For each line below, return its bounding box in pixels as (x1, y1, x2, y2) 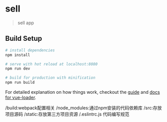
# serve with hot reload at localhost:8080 (5, 62, 98, 67)
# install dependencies (5, 47, 55, 53)
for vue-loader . (5, 94, 37, 100)
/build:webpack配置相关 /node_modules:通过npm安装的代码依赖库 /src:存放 (5, 105, 162, 111)
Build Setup (5, 34, 42, 43)
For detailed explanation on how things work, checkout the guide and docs (5, 89, 160, 95)
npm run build (5, 80, 35, 85)
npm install (5, 52, 30, 57)
